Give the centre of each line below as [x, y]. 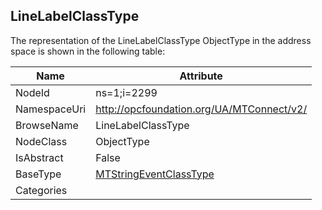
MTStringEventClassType [155, 174]
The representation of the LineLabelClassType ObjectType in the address [161, 40]
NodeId [32, 92]
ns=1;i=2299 [126, 92]
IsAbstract [39, 157]
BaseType [38, 174]
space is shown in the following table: [88, 51]
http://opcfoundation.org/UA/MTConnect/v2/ [201, 109]
